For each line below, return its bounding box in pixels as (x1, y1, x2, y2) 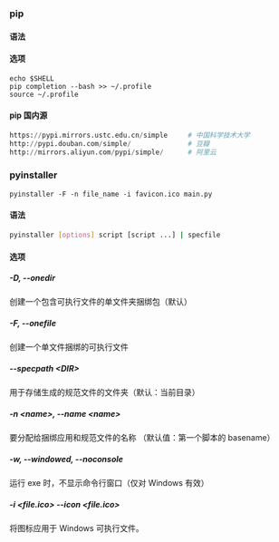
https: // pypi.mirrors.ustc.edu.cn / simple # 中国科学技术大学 (9, 131, 251, 140)
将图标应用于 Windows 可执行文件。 (9, 523, 144, 534)
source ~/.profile (9, 90, 79, 99)
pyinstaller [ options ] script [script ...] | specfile (9, 230, 221, 240)
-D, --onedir (9, 273, 56, 284)
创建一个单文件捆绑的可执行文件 (9, 342, 129, 353)
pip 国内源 (9, 110, 48, 121)
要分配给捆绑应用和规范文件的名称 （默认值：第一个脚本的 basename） (9, 432, 275, 443)
